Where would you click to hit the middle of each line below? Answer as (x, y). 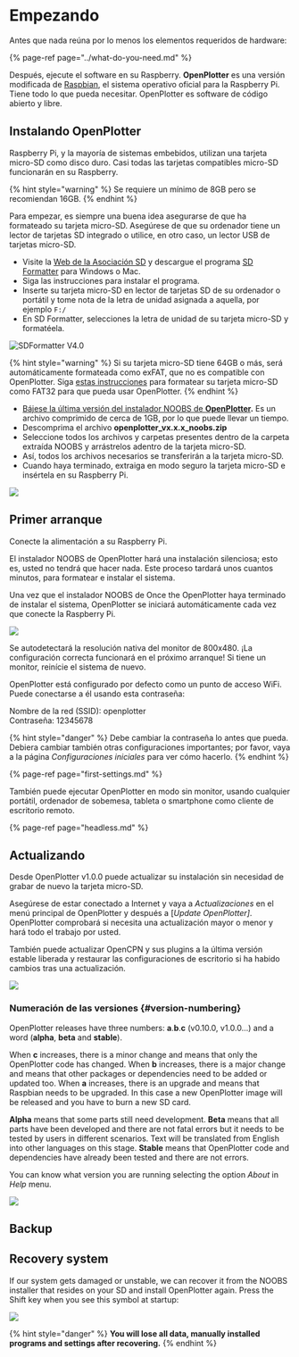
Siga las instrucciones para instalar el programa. (111, 280)
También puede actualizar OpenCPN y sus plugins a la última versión (136, 949)
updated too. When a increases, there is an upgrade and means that (135, 1083)
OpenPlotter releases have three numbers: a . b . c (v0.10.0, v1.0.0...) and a (141, 1028)
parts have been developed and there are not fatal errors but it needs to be (147, 1128)
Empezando (54, 16)
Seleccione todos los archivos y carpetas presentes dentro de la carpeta (156, 437)
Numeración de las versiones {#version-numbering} (125, 1008)
